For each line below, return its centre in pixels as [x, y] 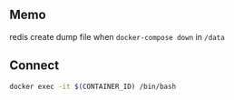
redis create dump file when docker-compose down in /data [117, 36]
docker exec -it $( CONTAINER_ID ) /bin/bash [93, 86]
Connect [34, 66]
